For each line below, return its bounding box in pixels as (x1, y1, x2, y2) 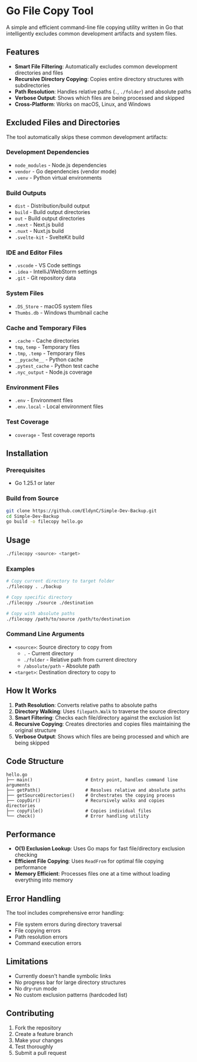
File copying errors (14, 927, 61, 934)
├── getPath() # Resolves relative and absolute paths (6, 788, 186, 794)
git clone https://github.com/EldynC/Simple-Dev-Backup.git (6, 507, 157, 514)
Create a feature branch (14, 1030, 73, 1037)
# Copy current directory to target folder (6, 578, 115, 584)
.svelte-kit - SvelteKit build (14, 234, 84, 241)
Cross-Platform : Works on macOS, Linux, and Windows (14, 101, 151, 108)
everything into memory (14, 876, 73, 883)
